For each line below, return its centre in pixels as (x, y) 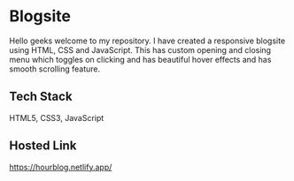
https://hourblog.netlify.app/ (61, 167)
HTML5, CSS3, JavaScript (57, 117)
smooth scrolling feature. (55, 69)
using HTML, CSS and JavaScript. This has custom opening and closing (140, 49)
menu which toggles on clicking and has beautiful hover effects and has (140, 59)
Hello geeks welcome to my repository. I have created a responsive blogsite (147, 41)
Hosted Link (43, 146)
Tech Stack (41, 97)
